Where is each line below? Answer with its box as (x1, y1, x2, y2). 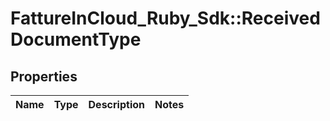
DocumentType (10, 28, 142, 51)
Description (88, 98, 145, 111)
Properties (10, 68, 78, 85)
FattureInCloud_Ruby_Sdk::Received (10, 7, 321, 30)
